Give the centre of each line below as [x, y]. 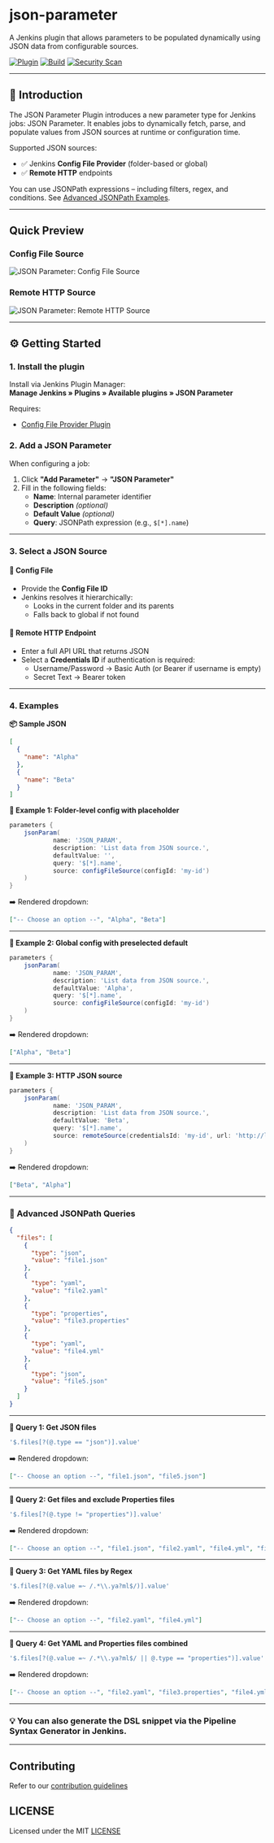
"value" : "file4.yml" [67, 1351]
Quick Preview [47, 231]
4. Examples [34, 705]
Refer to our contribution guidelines [69, 1786]
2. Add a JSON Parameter [61, 446]
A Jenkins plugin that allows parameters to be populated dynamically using [135, 37]
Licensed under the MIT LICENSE [65, 1831]
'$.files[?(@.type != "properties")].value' [86, 1514]
